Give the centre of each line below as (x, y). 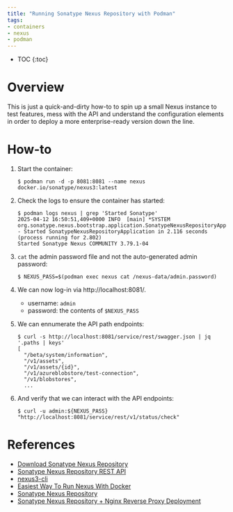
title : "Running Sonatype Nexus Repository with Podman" (91, 14)
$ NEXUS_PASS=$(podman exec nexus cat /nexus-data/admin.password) (117, 277)
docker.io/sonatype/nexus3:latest (67, 188)
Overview (36, 87)
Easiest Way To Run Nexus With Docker (74, 486)
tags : (15, 20)
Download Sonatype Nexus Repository (73, 464)
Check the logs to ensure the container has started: (91, 200)
